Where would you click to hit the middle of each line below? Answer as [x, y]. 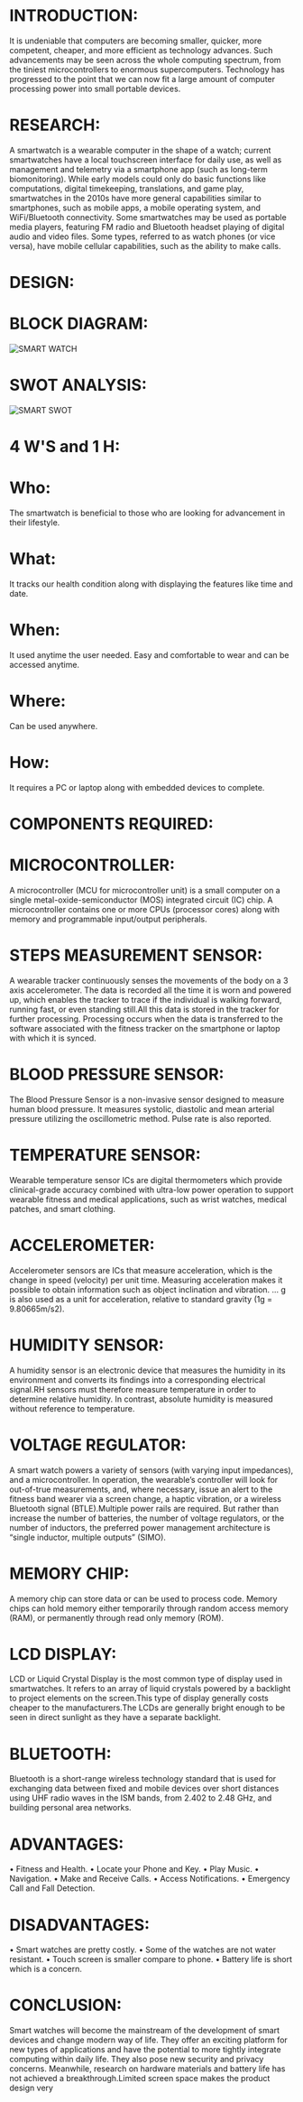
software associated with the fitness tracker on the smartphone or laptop [145, 1028]
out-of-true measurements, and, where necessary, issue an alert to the [141, 1489]
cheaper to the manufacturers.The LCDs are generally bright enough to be [147, 1708]
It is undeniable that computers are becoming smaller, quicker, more [136, 41]
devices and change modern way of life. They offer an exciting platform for [149, 2040]
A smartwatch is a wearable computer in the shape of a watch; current [140, 150]
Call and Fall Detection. [52, 1888]
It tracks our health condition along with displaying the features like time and [151, 584]
